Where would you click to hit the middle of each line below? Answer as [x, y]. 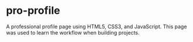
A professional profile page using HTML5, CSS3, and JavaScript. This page [96, 26]
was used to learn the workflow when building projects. [73, 32]
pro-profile [33, 11]
